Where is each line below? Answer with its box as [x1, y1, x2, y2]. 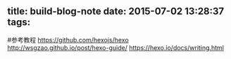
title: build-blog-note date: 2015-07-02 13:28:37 [7, 6, 225, 17]
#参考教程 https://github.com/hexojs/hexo [7, 35, 129, 44]
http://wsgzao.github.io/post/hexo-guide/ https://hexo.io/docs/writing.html [7, 43, 224, 51]
